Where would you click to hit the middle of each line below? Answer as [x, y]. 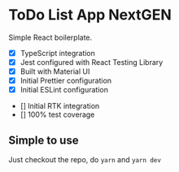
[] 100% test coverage [57, 114]
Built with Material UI [55, 71]
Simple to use [44, 140]
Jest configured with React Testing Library [92, 62]
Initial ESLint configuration [64, 90]
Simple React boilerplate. [50, 37]
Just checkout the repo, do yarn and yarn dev [85, 160]
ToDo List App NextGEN [90, 15]
